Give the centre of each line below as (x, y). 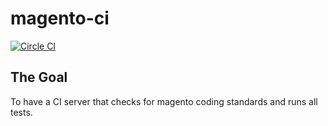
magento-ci (60, 18)
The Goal (39, 77)
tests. (21, 112)
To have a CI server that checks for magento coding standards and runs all (164, 101)
